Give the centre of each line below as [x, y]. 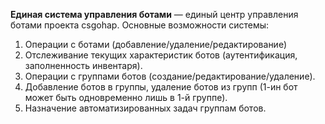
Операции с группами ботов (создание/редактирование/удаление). [170, 76]
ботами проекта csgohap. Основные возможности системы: [140, 25]
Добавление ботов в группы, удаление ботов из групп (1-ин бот [161, 87]
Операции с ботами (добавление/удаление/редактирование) [156, 44]
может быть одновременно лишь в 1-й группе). [126, 97]
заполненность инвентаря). [83, 65]
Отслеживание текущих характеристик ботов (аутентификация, [161, 55]
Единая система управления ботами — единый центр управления [154, 14]
